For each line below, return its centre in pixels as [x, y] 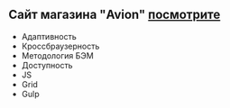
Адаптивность [49, 36]
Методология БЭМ [57, 55]
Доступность [47, 65]
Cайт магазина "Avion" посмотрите [115, 15]
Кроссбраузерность [60, 46]
